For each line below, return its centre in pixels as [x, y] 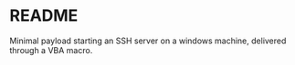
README [44, 16]
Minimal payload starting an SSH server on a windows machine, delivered [148, 41]
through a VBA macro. [51, 50]
